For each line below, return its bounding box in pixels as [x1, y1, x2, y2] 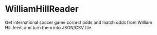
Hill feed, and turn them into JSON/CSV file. [5, 24, 93, 30]
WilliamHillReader [5, 3, 79, 15]
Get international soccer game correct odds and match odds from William [5, 19, 152, 25]
